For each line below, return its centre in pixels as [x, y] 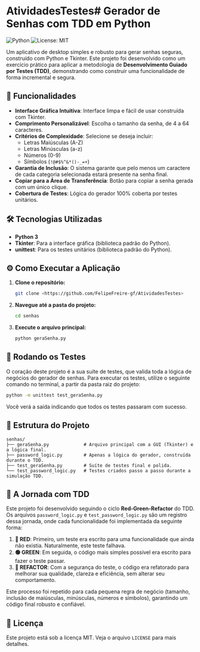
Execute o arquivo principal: [50, 327]
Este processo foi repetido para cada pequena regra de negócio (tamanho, [98, 592]
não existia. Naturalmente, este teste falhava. [70, 545]
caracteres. [29, 129]
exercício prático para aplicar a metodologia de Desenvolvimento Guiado [97, 65]
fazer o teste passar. [40, 561]
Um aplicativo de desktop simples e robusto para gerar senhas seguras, [95, 51]
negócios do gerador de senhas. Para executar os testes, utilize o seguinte [98, 378]
